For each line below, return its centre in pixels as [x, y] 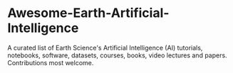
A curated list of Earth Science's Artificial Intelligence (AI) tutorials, [105, 47]
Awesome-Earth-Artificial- [88, 13]
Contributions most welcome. [51, 62]
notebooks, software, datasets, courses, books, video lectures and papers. [117, 55]
